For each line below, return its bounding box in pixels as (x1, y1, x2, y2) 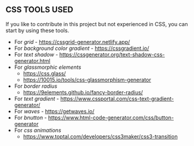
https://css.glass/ (23, 69, 66, 77)
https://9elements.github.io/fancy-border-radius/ (23, 88, 143, 96)
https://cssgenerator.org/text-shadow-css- (59, 50, 165, 58)
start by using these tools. (5, 27, 70, 34)
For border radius (14, 82, 58, 90)
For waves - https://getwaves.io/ (14, 107, 95, 115)
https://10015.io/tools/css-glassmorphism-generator (23, 76, 151, 83)
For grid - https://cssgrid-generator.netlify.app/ (14, 38, 130, 45)
